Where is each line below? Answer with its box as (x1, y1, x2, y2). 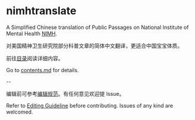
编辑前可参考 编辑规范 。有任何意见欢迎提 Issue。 (6, 90, 124, 97)
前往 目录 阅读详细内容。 (6, 54, 63, 61)
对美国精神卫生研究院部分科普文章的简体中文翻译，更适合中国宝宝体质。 (6, 42, 183, 49)
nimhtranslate (6, 4, 77, 18)
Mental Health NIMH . (6, 30, 57, 37)
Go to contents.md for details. (6, 66, 79, 73)
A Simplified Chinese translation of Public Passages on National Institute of (6, 24, 189, 31)
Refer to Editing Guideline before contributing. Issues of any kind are (6, 102, 174, 109)
